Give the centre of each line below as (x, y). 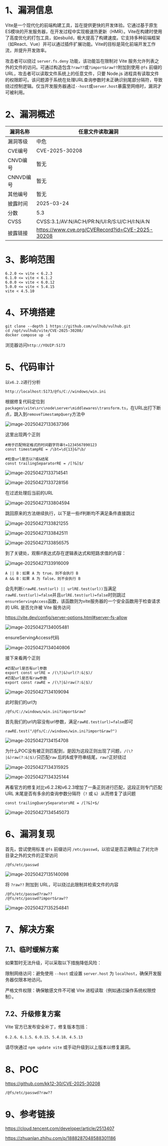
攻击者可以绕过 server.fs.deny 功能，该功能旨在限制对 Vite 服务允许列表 (80, 61)
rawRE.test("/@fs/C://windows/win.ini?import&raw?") (61, 731)
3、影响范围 (30, 260)
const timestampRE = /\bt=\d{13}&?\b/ (45, 449)
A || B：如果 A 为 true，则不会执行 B (42, 573)
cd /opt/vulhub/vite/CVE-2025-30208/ (44, 330)
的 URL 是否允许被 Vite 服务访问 (38, 607)
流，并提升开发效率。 (27, 50)
